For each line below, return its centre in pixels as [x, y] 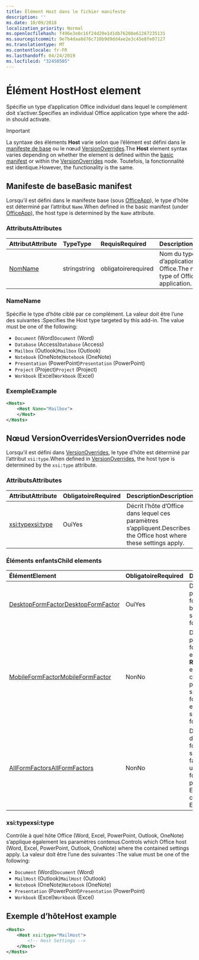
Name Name [24, 301]
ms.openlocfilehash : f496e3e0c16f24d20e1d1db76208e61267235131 [86, 34]
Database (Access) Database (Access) [59, 344]
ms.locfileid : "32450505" [38, 61]
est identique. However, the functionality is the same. [70, 168]
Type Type [77, 243]
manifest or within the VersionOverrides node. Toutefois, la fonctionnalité [95, 161]
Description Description [160, 496]
